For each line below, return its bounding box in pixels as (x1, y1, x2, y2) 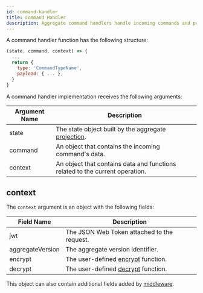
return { (11, 60, 34, 66)
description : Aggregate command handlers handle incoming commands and (6, 20, 190, 26)
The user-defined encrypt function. (65, 255, 167, 263)
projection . (56, 132, 86, 140)
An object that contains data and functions (56, 159, 176, 168)
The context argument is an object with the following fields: (6, 203, 154, 211)
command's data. (56, 150, 106, 158)
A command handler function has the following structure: (6, 37, 148, 44)
